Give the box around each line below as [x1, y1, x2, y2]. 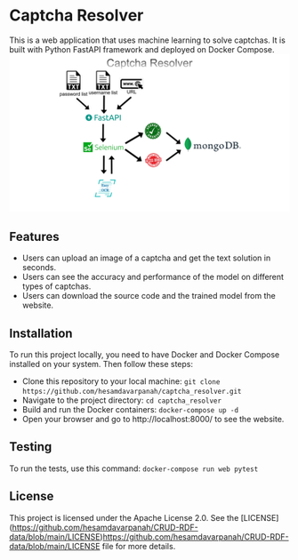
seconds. [21, 262, 57, 273]
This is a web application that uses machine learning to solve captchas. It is [9, 35, 286, 45]
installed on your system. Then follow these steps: [9, 359, 194, 370]
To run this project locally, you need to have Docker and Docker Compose [9, 349, 280, 360]
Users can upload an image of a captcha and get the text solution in [21, 252, 271, 263]
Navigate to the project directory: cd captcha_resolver [21, 395, 222, 405]
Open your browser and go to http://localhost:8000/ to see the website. [21, 414, 285, 425]
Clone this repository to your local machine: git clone [21, 376, 221, 387]
